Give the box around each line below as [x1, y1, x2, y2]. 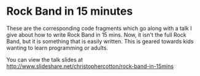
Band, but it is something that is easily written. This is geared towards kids [6, 37, 194, 45]
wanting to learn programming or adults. [6, 44, 109, 51]
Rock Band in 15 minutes [6, 4, 133, 18]
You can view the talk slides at [6, 56, 83, 63]
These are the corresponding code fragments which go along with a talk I [6, 25, 192, 32]
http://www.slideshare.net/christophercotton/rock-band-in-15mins [6, 63, 174, 70]
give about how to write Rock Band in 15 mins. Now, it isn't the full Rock [6, 31, 187, 38]
